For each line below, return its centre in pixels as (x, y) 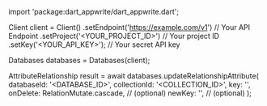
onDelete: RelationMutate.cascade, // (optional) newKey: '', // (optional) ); (130, 93)
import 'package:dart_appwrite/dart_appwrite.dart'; (94, 12)
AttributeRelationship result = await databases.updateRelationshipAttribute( (133, 76)
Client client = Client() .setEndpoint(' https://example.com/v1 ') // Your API (129, 27)
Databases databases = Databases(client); (79, 60)
